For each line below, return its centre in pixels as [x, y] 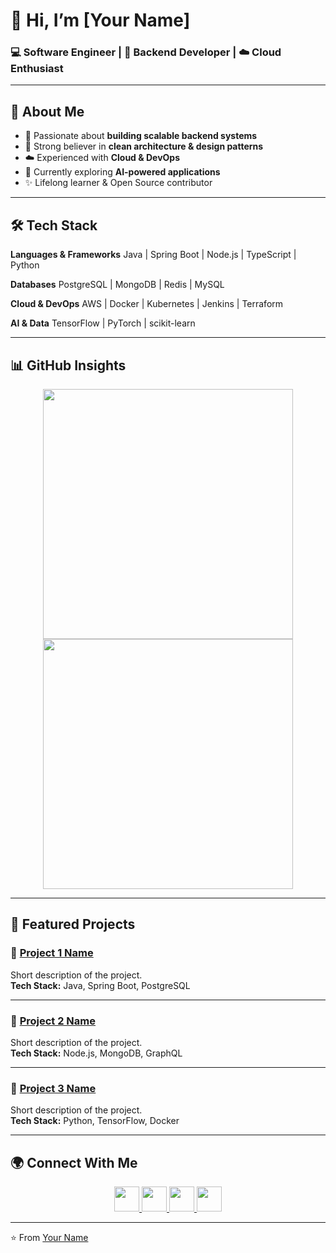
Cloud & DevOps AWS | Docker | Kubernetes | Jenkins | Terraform [147, 304]
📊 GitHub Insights [68, 365]
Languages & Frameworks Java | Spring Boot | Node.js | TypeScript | [153, 255]
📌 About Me [47, 111]
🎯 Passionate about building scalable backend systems [141, 136]
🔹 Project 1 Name [52, 953]
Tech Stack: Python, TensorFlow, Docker [95, 1121]
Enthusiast [37, 69]
